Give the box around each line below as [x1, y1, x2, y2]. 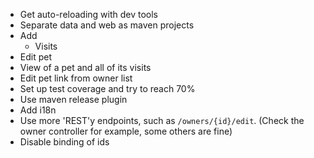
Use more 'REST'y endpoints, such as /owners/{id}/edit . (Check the [19, 115, 305, 126]
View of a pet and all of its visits [19, 62, 152, 73]
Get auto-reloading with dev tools [19, 9, 159, 20]
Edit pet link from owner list [19, 72, 133, 84]
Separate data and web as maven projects [19, 19, 195, 31]
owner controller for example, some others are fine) [19, 125, 233, 137]
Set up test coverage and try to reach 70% [19, 83, 196, 94]
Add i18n [19, 104, 57, 116]
